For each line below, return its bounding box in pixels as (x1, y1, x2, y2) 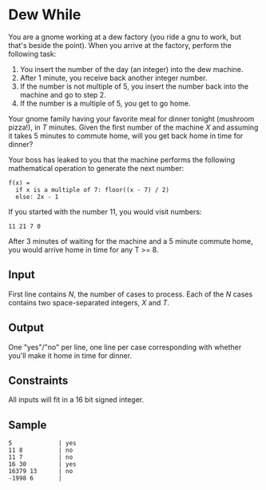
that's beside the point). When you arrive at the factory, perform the (8, 40, 232, 50)
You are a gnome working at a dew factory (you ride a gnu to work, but (8, 32, 242, 42)
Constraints (8, 373, 69, 387)
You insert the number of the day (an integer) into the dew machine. (19, 64, 244, 74)
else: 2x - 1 (15, 193, 59, 201)
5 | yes (8, 440, 77, 448)
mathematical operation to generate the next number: (8, 163, 185, 173)
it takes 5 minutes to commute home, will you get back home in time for (8, 130, 244, 141)
